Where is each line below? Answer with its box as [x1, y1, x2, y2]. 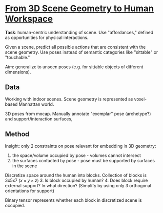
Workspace [5, 13, 53, 24]
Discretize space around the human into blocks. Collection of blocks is [5, 172, 147, 178]
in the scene [12, 163, 38, 169]
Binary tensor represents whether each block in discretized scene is [5, 197, 142, 203]
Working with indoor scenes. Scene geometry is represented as [5, 96, 133, 102]
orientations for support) [5, 188, 55, 194]
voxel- [134, 96, 147, 102]
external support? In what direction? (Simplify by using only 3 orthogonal [5, 182, 151, 188]
